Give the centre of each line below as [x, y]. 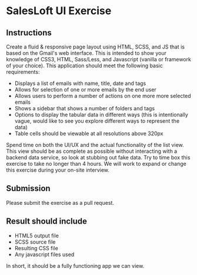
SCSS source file [35, 242]
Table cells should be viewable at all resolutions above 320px [89, 133]
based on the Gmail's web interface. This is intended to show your [86, 53]
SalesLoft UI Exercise [59, 11]
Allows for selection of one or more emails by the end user [86, 89]
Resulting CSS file [36, 248]
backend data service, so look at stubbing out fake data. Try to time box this [98, 157]
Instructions [29, 33]
